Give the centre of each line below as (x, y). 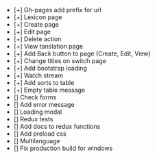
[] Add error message (44, 105)
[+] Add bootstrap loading (50, 68)
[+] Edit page (32, 32)
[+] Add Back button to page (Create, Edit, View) (82, 53)
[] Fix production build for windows (63, 148)
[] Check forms (35, 97)
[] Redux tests (33, 119)
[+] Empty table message (49, 90)
